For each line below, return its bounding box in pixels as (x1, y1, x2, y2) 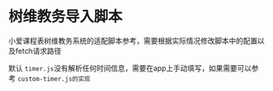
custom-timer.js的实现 (17, 75, 91, 83)
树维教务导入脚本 (8, 7, 123, 26)
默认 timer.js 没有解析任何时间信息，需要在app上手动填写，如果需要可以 (8, 63, 252, 73)
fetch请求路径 (15, 45, 62, 55)
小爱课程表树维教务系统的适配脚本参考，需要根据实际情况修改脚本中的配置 (8, 36, 258, 45)
